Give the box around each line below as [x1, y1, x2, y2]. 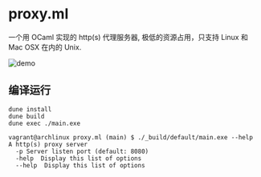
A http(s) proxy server [8, 140, 88, 148]
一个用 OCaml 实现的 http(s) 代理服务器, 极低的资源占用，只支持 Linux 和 [8, 32, 249, 42]
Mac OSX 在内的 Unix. [8, 42, 82, 52]
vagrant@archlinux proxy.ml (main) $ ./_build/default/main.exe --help [8, 133, 253, 141]
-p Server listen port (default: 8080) [15, 147, 149, 155]
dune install [8, 105, 52, 113]
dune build [8, 112, 45, 120]
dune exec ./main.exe [8, 119, 81, 127]
